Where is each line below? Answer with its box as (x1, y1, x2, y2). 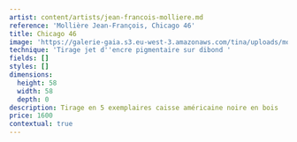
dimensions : (9, 71, 53, 79)
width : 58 (17, 86, 53, 95)
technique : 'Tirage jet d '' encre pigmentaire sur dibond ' (9, 46, 232, 55)
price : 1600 (9, 111, 53, 120)
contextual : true (9, 120, 73, 129)
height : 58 (17, 78, 57, 87)
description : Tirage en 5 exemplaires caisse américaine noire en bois (9, 103, 278, 112)
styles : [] (9, 63, 49, 71)
